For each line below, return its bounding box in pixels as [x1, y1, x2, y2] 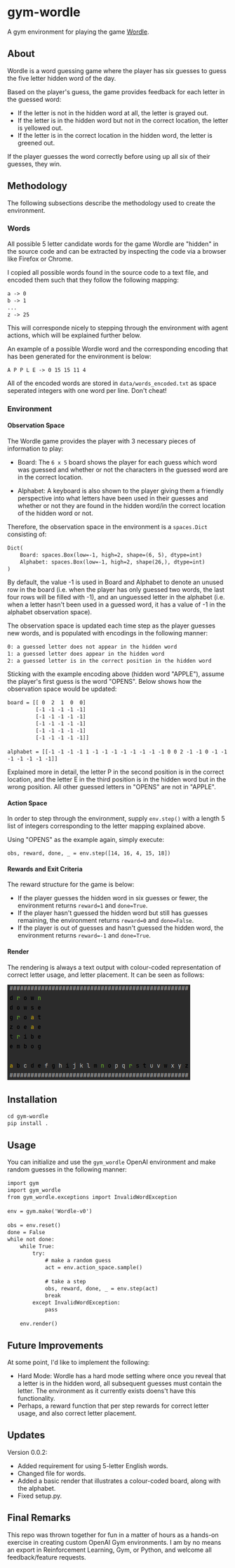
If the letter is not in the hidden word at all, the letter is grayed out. [17, 108, 209, 117]
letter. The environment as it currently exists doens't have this [17, 1387, 196, 1395]
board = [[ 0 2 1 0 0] [7, 699, 86, 706]
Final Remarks [7, 1512, 72, 1524]
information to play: [7, 444, 64, 453]
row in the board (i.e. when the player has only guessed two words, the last [7, 585, 224, 594]
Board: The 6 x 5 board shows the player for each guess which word [17, 458, 217, 466]
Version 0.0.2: [7, 1448, 48, 1456]
